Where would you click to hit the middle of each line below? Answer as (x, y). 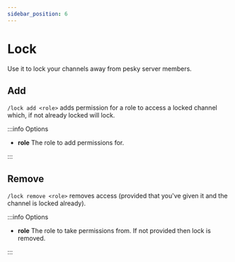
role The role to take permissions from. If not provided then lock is (114, 231)
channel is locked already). (47, 203)
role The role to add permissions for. (71, 143)
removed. (31, 239)
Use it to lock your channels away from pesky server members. (100, 69)
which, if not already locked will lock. (61, 115)
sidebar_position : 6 (38, 14)
